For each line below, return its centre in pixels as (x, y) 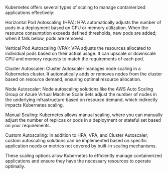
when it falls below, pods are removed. (45, 38)
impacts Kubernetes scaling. (35, 105)
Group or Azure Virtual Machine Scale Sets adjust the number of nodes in (81, 94)
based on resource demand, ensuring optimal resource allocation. (73, 79)
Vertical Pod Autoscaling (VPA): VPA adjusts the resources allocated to (78, 48)
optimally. (15, 166)
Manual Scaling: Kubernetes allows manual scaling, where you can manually (84, 115)
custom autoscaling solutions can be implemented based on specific (76, 141)
